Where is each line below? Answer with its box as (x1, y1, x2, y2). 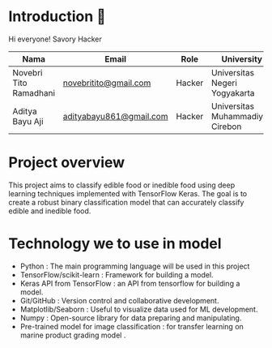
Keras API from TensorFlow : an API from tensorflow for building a (19, 278, 240, 288)
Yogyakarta (211, 87, 255, 98)
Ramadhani (12, 87, 55, 98)
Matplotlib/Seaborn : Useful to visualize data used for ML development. (19, 304, 258, 314)
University (221, 53, 263, 64)
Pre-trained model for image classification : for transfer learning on (19, 321, 244, 331)
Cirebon (211, 121, 242, 132)
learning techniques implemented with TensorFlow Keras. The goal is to (8, 188, 248, 198)
